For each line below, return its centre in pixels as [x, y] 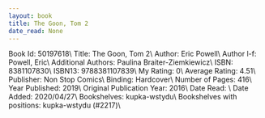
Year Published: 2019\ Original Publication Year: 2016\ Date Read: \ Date [128, 88]
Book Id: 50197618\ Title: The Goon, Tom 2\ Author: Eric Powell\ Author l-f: [132, 54]
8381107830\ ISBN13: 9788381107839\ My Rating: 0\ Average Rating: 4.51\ [132, 71]
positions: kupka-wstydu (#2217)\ [65, 105]
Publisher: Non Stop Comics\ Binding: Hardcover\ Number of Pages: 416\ [130, 80]
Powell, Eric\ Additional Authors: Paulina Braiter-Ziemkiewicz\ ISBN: [121, 62]
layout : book [30, 16]
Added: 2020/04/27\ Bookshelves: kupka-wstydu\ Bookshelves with [123, 97]
